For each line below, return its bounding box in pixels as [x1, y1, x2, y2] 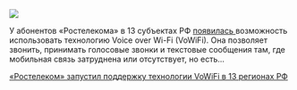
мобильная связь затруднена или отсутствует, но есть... [9, 53, 225, 64]
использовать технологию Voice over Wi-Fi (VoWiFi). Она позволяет [9, 35, 268, 45]
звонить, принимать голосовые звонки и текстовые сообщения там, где [9, 45, 286, 54]
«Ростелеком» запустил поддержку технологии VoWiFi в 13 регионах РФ [9, 71, 288, 81]
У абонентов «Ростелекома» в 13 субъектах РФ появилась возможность [9, 26, 288, 36]
